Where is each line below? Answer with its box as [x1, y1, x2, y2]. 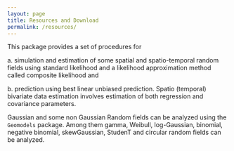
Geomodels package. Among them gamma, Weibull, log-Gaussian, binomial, [7, 121, 223, 129]
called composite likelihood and [7, 71, 99, 79]
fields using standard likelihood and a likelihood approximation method [7, 64, 212, 72]
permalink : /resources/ [7, 23, 77, 30]
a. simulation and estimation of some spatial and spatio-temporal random [7, 56, 219, 65]
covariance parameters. [7, 100, 77, 108]
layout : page [7, 10, 46, 18]
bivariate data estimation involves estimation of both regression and [7, 92, 204, 100]
